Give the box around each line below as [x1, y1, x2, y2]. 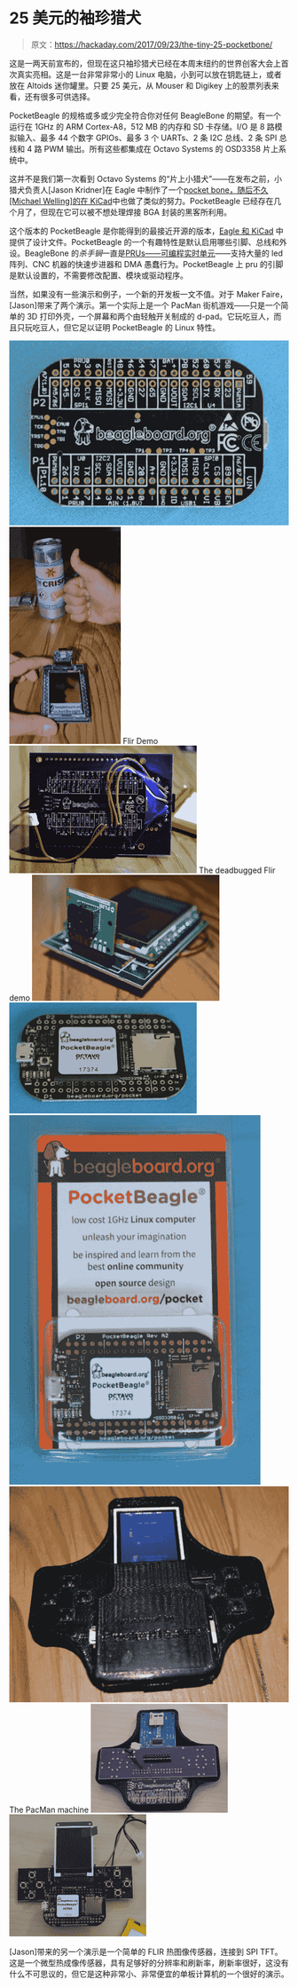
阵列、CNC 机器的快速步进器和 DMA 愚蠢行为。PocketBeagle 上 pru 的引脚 [9, 258, 284, 269]
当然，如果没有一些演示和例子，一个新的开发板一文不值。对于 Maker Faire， [9, 289, 288, 299]
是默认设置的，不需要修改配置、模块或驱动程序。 [9, 270, 188, 281]
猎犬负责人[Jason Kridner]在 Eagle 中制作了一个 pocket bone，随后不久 [9, 184, 269, 195]
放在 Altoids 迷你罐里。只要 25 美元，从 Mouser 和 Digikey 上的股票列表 [9, 80, 272, 91]
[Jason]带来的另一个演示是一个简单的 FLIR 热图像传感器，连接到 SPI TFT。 [9, 1946, 283, 1958]
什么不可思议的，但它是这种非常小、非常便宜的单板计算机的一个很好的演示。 [9, 1968, 289, 1980]
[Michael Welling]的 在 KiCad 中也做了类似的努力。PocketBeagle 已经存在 [9, 195, 274, 206]
